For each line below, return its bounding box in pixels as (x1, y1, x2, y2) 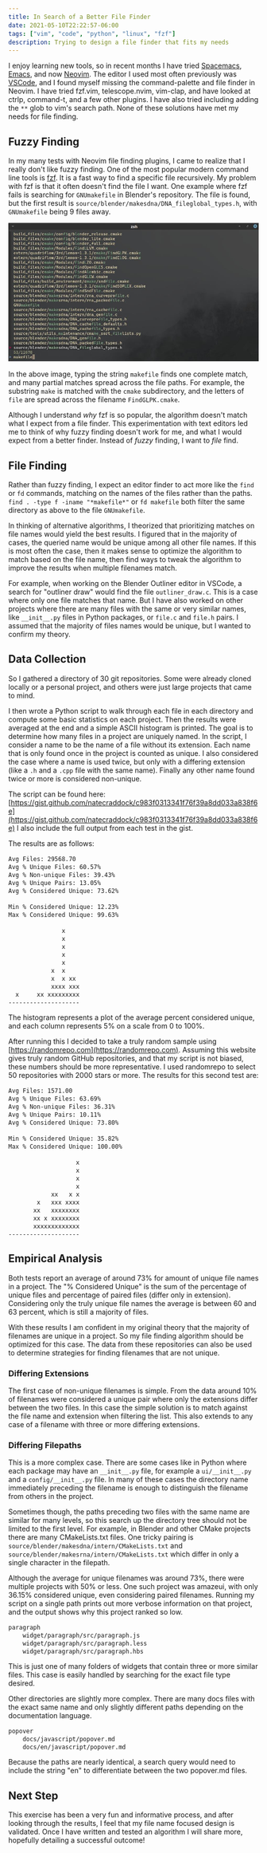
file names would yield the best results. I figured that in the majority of (8, 529, 238, 538)
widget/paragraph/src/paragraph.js (22, 1631, 141, 1640)
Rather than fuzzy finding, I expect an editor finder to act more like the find (8, 479, 254, 490)
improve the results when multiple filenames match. (8, 563, 177, 572)
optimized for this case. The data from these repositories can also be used (8, 1340, 253, 1349)
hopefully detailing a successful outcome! (8, 1835, 145, 1845)
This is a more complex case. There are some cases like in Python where (8, 1458, 247, 1467)
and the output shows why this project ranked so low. (8, 1607, 183, 1617)
